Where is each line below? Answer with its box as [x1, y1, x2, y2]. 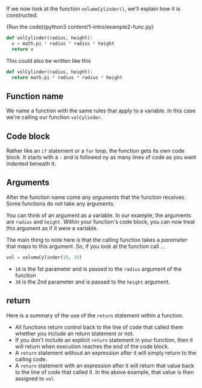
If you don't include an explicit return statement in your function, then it [14, 336, 193, 343]
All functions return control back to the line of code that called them [14, 323, 184, 331]
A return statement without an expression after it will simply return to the [14, 349, 197, 356]
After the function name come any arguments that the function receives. [6, 193, 186, 201]
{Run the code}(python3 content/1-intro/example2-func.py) [6, 24, 154, 30]
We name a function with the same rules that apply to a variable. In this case [6, 107, 196, 114]
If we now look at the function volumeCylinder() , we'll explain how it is [6, 5, 181, 12]
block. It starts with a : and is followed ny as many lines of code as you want [6, 154, 197, 161]
